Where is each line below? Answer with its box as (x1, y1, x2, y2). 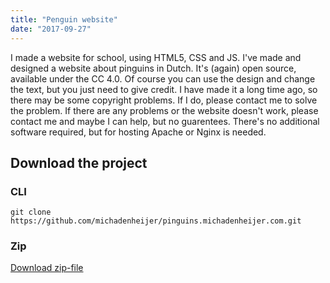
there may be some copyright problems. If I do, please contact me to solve (10, 94, 318, 106)
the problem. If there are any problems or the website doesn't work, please (10, 104, 319, 116)
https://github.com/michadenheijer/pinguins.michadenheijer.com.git (10, 216, 302, 226)
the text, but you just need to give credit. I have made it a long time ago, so (10, 83, 318, 95)
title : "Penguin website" (10, 14, 118, 25)
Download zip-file (10, 262, 84, 274)
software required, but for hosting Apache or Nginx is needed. (10, 126, 267, 138)
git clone (10, 207, 52, 218)
